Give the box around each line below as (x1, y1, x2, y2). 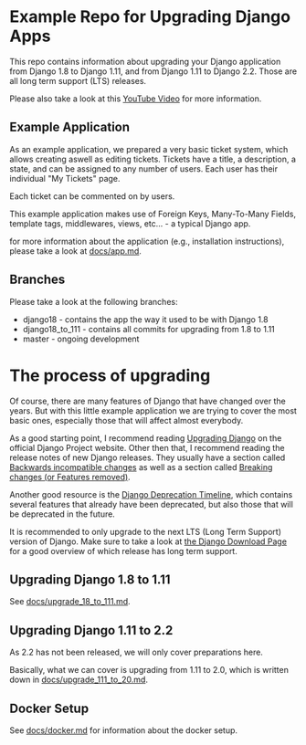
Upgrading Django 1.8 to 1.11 (9, 572, 171, 587)
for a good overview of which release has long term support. (9, 545, 237, 556)
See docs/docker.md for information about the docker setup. (9, 724, 238, 736)
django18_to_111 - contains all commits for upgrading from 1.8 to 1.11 (22, 323, 276, 334)
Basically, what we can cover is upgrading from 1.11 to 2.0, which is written (9, 665, 290, 676)
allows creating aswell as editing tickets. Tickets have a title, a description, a (9, 153, 297, 164)
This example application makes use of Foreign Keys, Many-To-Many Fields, (9, 208, 297, 219)
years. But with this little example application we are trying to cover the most (9, 404, 297, 416)
